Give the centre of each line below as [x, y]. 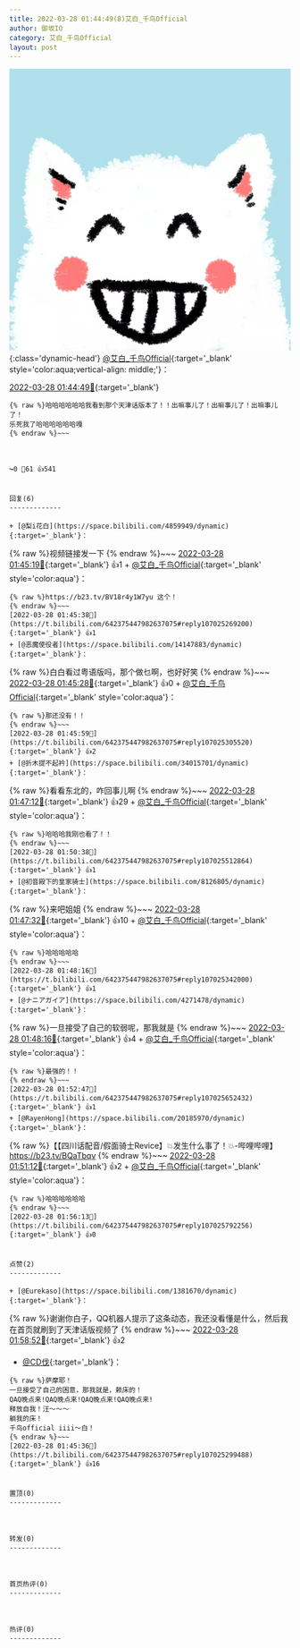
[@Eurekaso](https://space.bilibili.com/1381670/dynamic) [128, 1291]
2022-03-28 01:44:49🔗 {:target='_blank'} [84, 387]
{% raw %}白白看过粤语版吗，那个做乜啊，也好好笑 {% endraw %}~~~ [140, 672]
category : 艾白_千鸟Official [61, 38]
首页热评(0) [29, 1584]
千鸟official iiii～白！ [52, 1428]
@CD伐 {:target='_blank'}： [72, 1362]
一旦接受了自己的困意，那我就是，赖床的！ [76, 1390]
